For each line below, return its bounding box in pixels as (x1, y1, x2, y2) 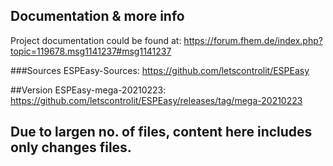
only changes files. (10, 139, 132, 156)
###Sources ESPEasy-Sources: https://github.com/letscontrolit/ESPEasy (10, 64, 310, 76)
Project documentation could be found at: (10, 34, 182, 46)
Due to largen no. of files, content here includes (10, 124, 313, 141)
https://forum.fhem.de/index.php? (183, 34, 323, 46)
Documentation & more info (10, 8, 185, 25)
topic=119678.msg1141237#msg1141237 (10, 45, 172, 57)
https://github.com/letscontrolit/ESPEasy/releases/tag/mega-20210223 (10, 94, 303, 106)
